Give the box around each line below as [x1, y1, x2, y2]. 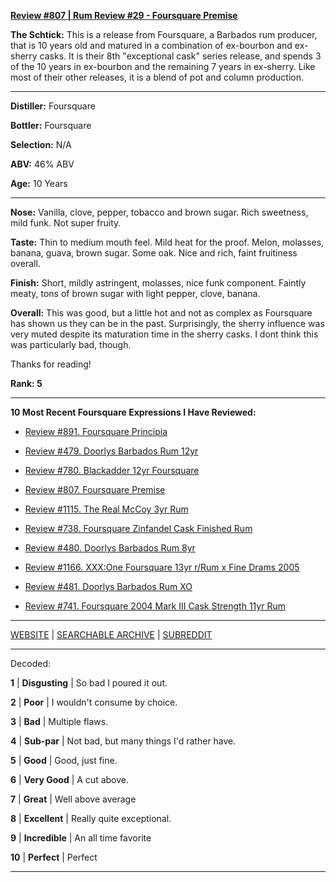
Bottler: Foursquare [10, 120, 92, 131]
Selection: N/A [10, 139, 72, 150]
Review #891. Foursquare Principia [24, 426, 168, 437]
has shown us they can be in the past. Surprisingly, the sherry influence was [10, 318, 325, 329]
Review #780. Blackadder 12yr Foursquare [24, 465, 200, 476]
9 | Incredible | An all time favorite [10, 832, 152, 844]
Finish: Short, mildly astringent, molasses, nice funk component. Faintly [10, 277, 307, 289]
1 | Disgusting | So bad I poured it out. [10, 677, 168, 689]
